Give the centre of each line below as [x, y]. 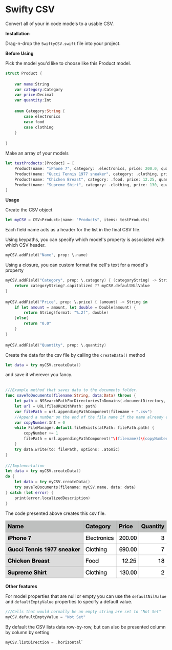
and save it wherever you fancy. [39, 375]
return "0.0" [38, 323]
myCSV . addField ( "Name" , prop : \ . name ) [47, 255]
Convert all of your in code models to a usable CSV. [60, 24]
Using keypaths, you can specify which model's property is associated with [85, 240]
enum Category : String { [40, 111]
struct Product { [24, 73]
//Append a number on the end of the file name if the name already [89, 417]
